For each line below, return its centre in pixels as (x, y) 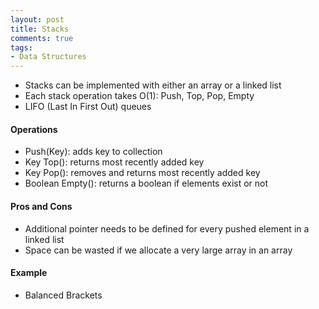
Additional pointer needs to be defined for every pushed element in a (167, 228)
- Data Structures (48, 57)
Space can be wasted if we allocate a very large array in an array (158, 250)
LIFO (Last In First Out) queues (88, 107)
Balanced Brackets (63, 295)
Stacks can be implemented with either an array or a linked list (153, 85)
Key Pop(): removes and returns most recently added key (142, 173)
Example (29, 273)
